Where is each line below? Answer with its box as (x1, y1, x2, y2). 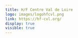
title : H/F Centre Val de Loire (5, 7, 73, 12)
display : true (5, 21, 35, 26)
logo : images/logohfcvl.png (5, 12, 64, 17)
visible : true (5, 26, 35, 31)
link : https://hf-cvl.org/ (5, 16, 62, 21)
